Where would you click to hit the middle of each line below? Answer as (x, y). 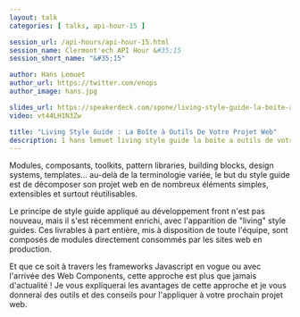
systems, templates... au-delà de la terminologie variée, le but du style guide (150, 175)
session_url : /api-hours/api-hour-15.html (89, 42)
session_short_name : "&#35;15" (67, 59)
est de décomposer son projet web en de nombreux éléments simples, (139, 185)
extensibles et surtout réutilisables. (74, 194)
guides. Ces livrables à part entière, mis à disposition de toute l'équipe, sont (149, 230)
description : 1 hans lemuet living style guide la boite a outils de (142, 140)
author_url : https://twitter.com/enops (83, 83)
